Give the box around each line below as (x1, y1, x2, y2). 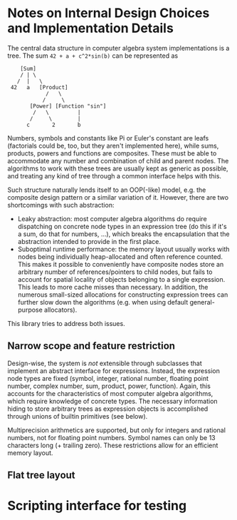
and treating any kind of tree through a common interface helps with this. (7, 171, 222, 180)
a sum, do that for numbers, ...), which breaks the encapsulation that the (17, 230, 230, 238)
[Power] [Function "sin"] (29, 102, 107, 110)
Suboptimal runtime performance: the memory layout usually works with (17, 245, 230, 253)
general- (189, 297, 215, 306)
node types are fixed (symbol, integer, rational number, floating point (7, 374, 209, 382)
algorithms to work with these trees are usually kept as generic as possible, (7, 164, 229, 173)
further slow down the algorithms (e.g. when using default (17, 297, 189, 306)
